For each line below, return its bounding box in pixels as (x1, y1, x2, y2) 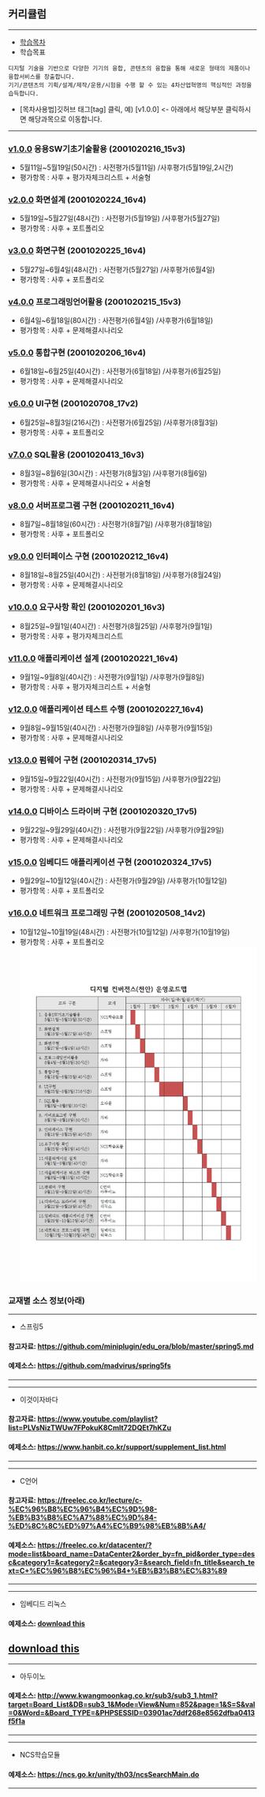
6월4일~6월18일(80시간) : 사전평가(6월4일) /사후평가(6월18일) (19, 316, 214, 325)
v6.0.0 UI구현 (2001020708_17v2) (8, 398, 139, 409)
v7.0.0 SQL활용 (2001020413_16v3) (8, 449, 144, 460)
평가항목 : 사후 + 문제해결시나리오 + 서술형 (19, 478, 151, 488)
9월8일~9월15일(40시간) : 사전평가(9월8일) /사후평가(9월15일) (19, 723, 213, 732)
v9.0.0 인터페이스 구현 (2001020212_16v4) (8, 551, 169, 562)
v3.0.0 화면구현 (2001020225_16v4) (8, 245, 147, 256)
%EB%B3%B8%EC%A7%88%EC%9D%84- (8, 1513, 158, 1522)
